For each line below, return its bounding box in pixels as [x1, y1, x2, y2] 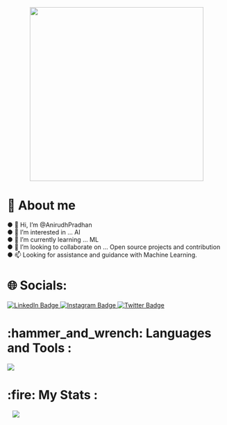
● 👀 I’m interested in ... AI [7, 227, 81, 236]
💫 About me [7, 198, 76, 214]
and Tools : [7, 340, 72, 356]
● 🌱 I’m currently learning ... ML [7, 235, 99, 243]
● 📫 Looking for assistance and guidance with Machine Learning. [7, 250, 198, 259]
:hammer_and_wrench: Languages [7, 326, 212, 342]
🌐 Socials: [7, 278, 67, 294]
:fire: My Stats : [7, 387, 99, 403]
